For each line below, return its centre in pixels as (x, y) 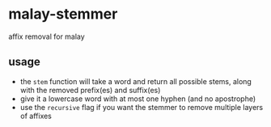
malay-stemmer (63, 14)
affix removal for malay (47, 36)
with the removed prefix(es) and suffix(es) (90, 90)
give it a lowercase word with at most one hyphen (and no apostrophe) (138, 99)
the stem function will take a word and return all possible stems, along (136, 81)
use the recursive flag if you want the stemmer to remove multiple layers (142, 107)
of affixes (36, 116)
